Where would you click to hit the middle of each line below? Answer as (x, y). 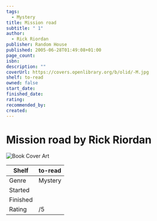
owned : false (22, 83)
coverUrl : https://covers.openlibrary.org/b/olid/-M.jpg (78, 72)
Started (19, 190)
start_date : (21, 89)
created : (17, 110)
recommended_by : (26, 105)
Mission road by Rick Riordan (79, 140)
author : (16, 34)
